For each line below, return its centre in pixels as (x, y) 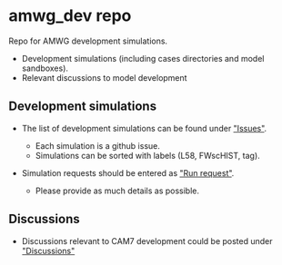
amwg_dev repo (70, 16)
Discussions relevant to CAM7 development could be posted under (147, 240)
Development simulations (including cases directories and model (143, 58)
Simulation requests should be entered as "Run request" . (128, 172)
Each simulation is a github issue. (98, 145)
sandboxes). (45, 68)
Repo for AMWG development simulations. (88, 41)
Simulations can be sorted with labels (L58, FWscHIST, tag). (147, 155)
